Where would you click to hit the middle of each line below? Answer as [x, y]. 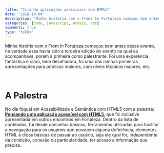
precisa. [13, 145]
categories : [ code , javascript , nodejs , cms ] [52, 23]
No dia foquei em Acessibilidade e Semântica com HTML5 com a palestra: [80, 109]
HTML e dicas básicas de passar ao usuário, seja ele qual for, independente [81, 135]
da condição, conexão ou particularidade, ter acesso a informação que [76, 140]
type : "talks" [20, 32]
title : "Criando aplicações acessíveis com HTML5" [58, 9]
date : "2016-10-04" [25, 14]
